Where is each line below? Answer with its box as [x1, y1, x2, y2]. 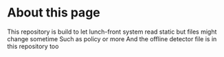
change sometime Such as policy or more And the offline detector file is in [7, 34, 217, 43]
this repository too [7, 42, 59, 50]
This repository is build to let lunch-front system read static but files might [7, 27, 217, 36]
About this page [7, 5, 101, 21]
